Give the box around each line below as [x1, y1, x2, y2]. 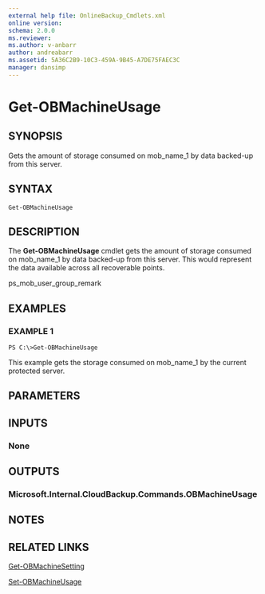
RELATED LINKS [8, 540, 89, 554]
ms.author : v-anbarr [8, 41, 77, 49]
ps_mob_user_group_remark [8, 278, 102, 288]
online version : [8, 19, 62, 27]
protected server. [8, 366, 65, 376]
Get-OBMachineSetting [8, 561, 85, 571]
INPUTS [8, 416, 48, 430]
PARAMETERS [8, 389, 81, 403]
